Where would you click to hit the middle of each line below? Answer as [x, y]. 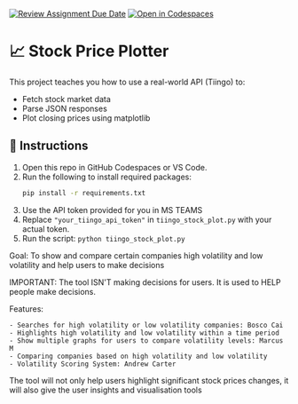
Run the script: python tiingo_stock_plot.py [103, 238]
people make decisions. [52, 291]
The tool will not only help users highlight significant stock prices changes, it [149, 380]
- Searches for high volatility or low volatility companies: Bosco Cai [146, 325]
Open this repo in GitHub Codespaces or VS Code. [114, 167]
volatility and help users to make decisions [87, 265]
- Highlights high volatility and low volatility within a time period [144, 333]
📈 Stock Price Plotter [89, 51]
